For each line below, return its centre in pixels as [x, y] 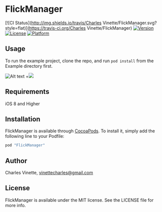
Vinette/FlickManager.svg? [130, 23]
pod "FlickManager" [25, 145]
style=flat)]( [17, 28]
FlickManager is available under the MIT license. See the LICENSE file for [80, 200]
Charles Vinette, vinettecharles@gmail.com [49, 173]
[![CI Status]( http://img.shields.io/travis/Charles [53, 23]
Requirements [27, 92]
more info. [16, 205]
